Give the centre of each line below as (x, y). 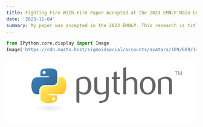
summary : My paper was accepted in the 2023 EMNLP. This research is (96, 25)
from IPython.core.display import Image (58, 43)
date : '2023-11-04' (31, 19)
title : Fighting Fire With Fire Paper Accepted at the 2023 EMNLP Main (98, 13)
